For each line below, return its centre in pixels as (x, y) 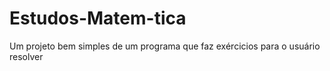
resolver (26, 56)
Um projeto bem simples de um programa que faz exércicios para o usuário (165, 46)
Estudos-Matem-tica (98, 18)
